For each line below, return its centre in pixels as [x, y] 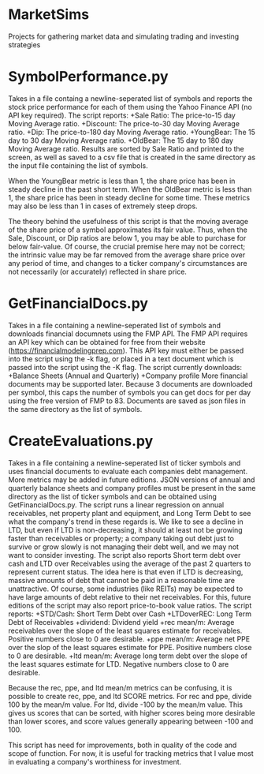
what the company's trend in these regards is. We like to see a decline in [126, 522]
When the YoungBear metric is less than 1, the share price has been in [122, 181]
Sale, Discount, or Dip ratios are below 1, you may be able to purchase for [127, 237]
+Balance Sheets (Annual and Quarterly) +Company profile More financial [128, 376]
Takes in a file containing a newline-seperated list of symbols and [114, 325]
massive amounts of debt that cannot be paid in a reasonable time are [121, 580]
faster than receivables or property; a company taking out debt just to [121, 538]
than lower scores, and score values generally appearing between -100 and [131, 721]
